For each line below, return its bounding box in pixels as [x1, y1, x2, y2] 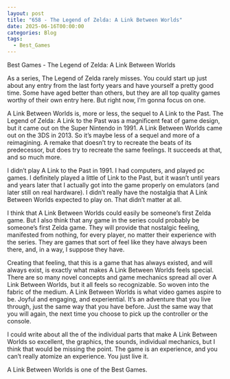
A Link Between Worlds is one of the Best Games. [7, 365, 148, 374]
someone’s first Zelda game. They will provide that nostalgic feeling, [7, 224, 200, 231]
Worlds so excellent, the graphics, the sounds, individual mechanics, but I [7, 338, 216, 345]
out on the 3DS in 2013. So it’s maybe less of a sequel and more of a [7, 131, 200, 139]
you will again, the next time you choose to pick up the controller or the [7, 310, 208, 318]
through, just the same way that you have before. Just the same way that [7, 303, 214, 310]
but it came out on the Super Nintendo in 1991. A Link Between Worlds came [7, 124, 223, 132]
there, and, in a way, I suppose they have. [7, 245, 125, 253]
